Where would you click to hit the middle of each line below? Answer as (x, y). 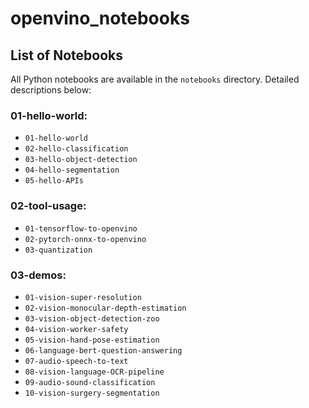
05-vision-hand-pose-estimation (92, 340)
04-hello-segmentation (72, 170)
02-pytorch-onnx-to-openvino (85, 239)
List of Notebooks (67, 55)
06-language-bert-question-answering (103, 350)
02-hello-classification (76, 149)
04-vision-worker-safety (76, 329)
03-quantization (58, 250)
